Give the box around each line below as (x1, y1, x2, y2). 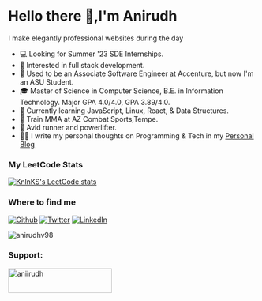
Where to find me (8, 197, 77, 208)
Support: (8, 250, 43, 261)
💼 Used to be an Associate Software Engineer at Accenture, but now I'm (19, 69, 254, 78)
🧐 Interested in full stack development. (19, 60, 145, 70)
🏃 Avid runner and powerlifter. (19, 122, 117, 132)
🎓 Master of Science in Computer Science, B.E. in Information (19, 86, 223, 96)
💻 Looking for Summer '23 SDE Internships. (19, 49, 164, 58)
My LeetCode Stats (8, 159, 84, 170)
